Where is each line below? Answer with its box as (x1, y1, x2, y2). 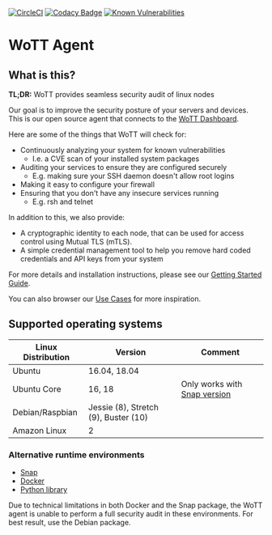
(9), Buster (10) (87, 411, 148, 422)
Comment (201, 346, 240, 358)
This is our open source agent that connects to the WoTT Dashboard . (8, 114, 240, 123)
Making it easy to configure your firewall (19, 180, 155, 189)
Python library (19, 485, 68, 495)
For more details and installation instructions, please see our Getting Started (8, 270, 262, 279)
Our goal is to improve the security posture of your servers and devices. (8, 105, 249, 115)
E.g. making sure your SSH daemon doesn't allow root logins (32, 171, 235, 180)
